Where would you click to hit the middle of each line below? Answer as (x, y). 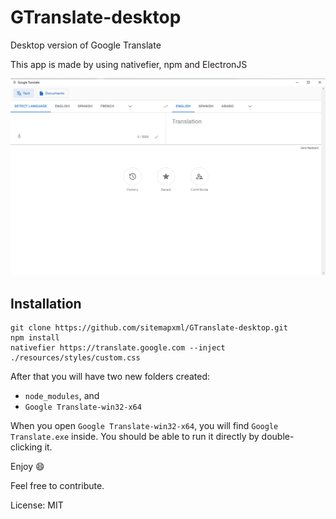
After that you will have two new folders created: (110, 377)
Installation (46, 303)
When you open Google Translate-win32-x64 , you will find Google (144, 426)
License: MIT (37, 505)
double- (278, 437)
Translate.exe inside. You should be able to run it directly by (135, 437)
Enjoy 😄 (27, 467)
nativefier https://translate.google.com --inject (118, 348)
